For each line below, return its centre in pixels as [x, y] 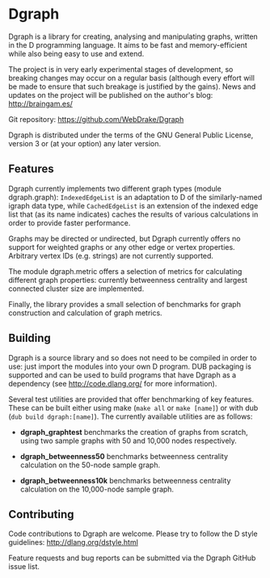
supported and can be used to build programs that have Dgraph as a [122, 375]
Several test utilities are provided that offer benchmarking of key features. [131, 399]
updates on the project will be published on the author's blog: [111, 95]
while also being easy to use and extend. [76, 53]
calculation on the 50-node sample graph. [90, 465]
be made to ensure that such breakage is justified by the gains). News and [132, 86]
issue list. [24, 567]
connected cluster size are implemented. [76, 289]
